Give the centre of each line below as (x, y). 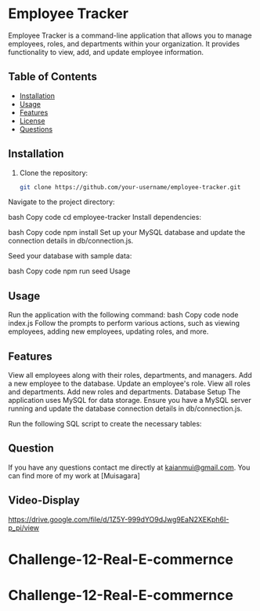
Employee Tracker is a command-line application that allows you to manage (130, 35)
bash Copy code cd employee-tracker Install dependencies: (105, 218)
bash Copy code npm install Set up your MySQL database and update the (126, 232)
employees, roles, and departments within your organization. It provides (124, 43)
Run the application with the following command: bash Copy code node (123, 315)
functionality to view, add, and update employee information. (106, 52)
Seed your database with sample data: (70, 256)
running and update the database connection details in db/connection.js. (125, 408)
